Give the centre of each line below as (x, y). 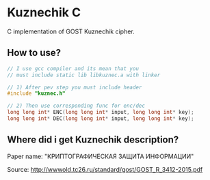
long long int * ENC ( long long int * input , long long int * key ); (101, 112)
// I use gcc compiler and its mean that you (73, 69)
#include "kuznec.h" (37, 93)
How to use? (34, 53)
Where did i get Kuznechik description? (93, 140)
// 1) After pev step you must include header (75, 87)
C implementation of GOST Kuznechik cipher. (71, 31)
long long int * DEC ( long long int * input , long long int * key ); (101, 119)
